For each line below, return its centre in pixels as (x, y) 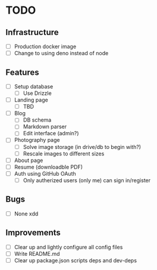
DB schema (37, 120)
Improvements (33, 233)
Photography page (37, 140)
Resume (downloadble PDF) (48, 167)
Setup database (34, 86)
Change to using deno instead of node (61, 53)
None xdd (26, 214)
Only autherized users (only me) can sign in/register (87, 180)
